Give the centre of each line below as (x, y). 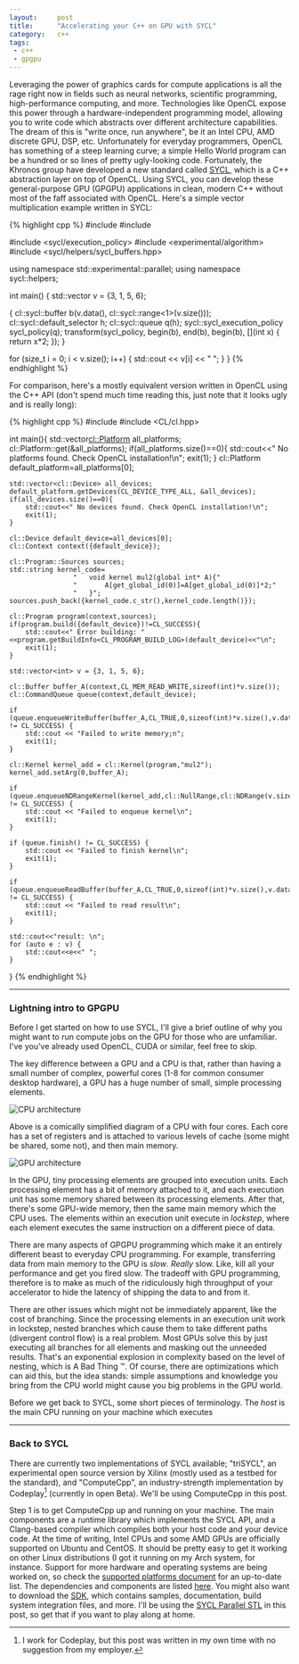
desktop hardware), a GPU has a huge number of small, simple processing (145, 1083)
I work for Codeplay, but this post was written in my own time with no (149, 1640)
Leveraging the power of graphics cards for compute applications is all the (145, 84)
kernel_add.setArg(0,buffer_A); (69, 773)
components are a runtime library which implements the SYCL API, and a (142, 1520)
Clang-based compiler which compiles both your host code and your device (149, 1529)
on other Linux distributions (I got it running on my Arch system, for (132, 1558)
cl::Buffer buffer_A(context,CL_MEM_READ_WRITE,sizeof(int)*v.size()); (145, 687)
